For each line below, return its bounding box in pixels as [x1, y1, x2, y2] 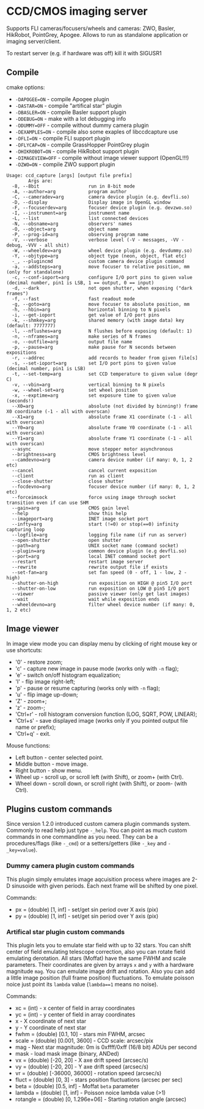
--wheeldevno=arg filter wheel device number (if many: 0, [12, 601, 195, 608]
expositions [6, 349, 37, 356]
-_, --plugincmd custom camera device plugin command [12, 258, 184, 264]
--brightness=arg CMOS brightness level [12, 451, 147, 457]
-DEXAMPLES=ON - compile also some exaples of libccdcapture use [15, 128, 178, 135]
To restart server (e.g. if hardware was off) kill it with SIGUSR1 [6, 49, 162, 56]
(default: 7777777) [6, 322, 56, 329]
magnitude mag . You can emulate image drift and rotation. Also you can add [6, 967, 195, 975]
